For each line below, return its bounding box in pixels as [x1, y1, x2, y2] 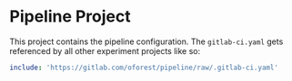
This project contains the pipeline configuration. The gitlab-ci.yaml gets [9, 36, 284, 47]
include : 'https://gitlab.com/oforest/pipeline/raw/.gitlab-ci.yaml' [9, 63, 279, 72]
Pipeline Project [9, 6, 132, 27]
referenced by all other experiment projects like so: [9, 45, 201, 56]
